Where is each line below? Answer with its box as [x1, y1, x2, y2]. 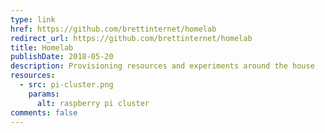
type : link [10, 14, 56, 25]
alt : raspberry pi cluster [36, 98, 150, 108]
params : [28, 89, 60, 99]
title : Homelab [10, 42, 74, 53]
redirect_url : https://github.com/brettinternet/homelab [10, 33, 253, 43]
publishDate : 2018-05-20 [10, 52, 114, 62]
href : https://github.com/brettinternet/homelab [10, 24, 217, 34]
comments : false [10, 107, 78, 118]
